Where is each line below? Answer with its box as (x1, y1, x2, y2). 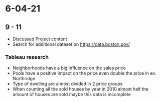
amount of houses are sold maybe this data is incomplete (12, 92, 131, 98)
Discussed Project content (12, 36, 67, 42)
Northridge (12, 76, 36, 82)
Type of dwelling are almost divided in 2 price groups (12, 81, 123, 87)
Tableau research (5, 53, 49, 60)
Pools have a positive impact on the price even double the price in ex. (12, 70, 156, 76)
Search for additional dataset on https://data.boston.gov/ (12, 41, 130, 47)
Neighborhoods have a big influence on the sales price (12, 65, 126, 71)
